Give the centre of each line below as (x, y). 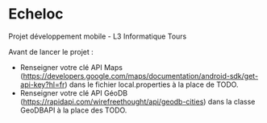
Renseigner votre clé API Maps (71, 67)
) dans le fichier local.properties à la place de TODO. (151, 84)
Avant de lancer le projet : (51, 51)
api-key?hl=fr (42, 84)
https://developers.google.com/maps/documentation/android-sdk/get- (141, 76)
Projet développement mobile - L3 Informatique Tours (98, 36)
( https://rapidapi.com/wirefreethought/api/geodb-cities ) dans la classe (138, 101)
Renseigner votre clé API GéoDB (73, 92)
